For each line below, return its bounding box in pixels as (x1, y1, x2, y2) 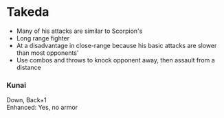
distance (16, 63, 42, 71)
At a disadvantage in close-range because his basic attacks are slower (16, 41, 217, 49)
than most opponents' (16, 49, 79, 57)
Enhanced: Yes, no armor (6, 104, 78, 112)
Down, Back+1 (6, 96, 47, 104)
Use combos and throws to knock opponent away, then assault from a (16, 56, 216, 64)
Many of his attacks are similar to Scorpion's (16, 27, 143, 35)
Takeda (6, 4, 49, 20)
